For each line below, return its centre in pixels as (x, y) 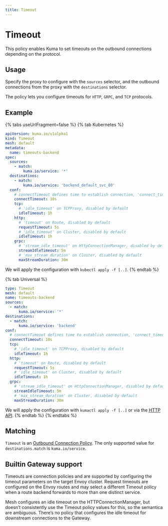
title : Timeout (21, 10)
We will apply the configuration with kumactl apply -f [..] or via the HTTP (83, 410)
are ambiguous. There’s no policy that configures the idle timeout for (76, 513)
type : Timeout (20, 288)
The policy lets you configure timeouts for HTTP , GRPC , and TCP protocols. (79, 97)
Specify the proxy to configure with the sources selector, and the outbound (82, 82)
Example (19, 113)
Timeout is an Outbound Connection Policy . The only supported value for (80, 443)
